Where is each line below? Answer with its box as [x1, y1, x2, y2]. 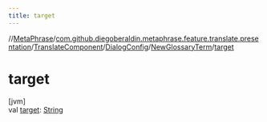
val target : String [8, 104, 64, 114]
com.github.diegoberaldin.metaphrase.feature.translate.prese [55, 33, 259, 43]
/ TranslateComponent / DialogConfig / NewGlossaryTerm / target [30, 41, 234, 52]
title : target [8, 11, 56, 20]
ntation [8, 41, 32, 52]
